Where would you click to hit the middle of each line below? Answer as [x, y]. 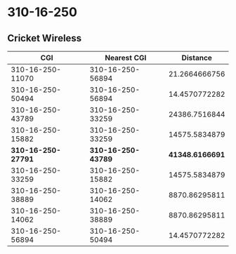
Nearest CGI [126, 58]
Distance [197, 58]
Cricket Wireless [45, 38]
